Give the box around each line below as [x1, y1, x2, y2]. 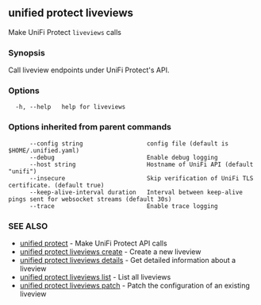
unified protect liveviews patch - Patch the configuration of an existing [19, 281, 250, 290]
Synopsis [8, 47, 45, 58]
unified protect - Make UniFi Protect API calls [19, 238, 168, 248]
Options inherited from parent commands [8, 122, 172, 133]
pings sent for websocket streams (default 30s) [8, 195, 172, 203]
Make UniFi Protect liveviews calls [8, 27, 121, 37]
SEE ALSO [8, 220, 48, 231]
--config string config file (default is [29, 139, 228, 148]
